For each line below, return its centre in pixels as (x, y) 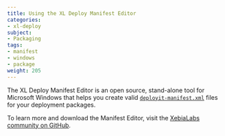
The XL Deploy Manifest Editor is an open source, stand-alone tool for (106, 90)
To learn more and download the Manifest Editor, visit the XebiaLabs (104, 118)
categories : (24, 20)
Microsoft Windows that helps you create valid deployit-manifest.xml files (113, 97)
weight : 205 (24, 70)
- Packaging (24, 39)
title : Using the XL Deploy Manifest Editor (72, 13)
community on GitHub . (39, 125)
